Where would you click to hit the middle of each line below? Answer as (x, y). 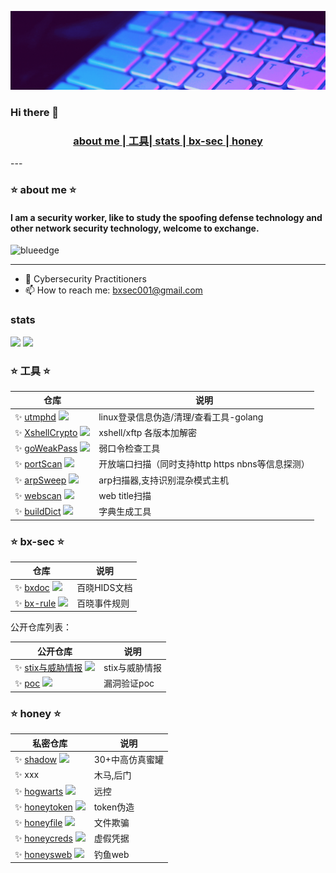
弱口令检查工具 (129, 448)
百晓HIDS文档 (104, 587)
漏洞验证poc (129, 683)
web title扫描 (125, 495)
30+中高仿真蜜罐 (128, 760)
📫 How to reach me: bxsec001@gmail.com (113, 290)
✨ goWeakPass (46, 448)
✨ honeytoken (43, 807)
